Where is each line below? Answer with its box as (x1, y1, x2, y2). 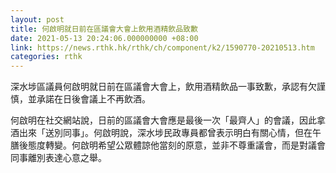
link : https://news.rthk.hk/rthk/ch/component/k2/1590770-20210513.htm (10, 42, 315, 53)
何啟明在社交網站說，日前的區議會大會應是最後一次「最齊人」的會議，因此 (10, 114, 317, 126)
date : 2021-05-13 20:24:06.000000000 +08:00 (10, 33, 199, 43)
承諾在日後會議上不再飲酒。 (36, 93, 151, 105)
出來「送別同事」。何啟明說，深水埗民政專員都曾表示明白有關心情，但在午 (18, 127, 322, 139)
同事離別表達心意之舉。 (10, 152, 107, 164)
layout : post (10, 14, 65, 25)
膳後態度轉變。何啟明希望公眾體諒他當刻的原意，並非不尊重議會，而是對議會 (10, 139, 326, 151)
